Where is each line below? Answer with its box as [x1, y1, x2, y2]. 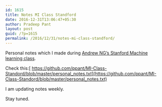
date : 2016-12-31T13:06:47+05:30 [5, 17, 76, 22]
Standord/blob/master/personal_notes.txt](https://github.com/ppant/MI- [5, 70, 157, 76]
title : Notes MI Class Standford [5, 12, 76, 17]
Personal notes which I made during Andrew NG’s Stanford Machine [5, 49, 148, 56]
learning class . [5, 55, 36, 61]
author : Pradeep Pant [5, 21, 51, 27]
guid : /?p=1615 [5, 31, 38, 36]
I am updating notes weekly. [5, 86, 65, 92]
